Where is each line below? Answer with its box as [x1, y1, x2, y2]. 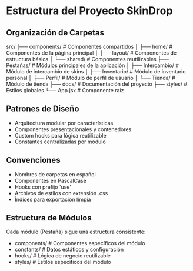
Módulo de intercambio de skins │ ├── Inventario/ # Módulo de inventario [6, 68, 187, 75]
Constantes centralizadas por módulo [14, 138, 106, 145]
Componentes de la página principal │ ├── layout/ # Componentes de [6, 49, 177, 56]
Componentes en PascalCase [14, 177, 86, 184]
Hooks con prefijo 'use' [14, 183, 72, 190]
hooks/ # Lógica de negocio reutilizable [14, 252, 111, 259]
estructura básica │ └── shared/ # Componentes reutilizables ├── [6, 56, 169, 62]
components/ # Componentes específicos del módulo [14, 240, 145, 247]
